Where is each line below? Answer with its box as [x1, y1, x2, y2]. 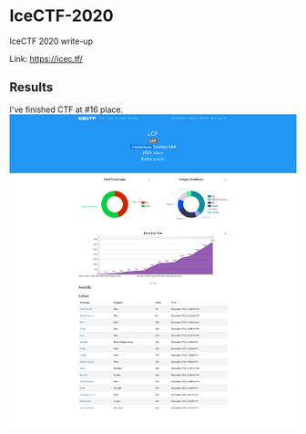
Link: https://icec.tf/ [9, 53, 84, 64]
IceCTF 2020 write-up [9, 36, 94, 46]
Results [9, 79, 54, 96]
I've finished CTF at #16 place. [9, 104, 124, 115]
